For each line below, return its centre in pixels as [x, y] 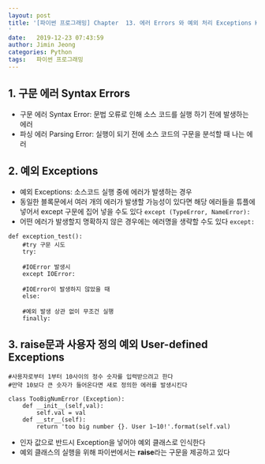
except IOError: [49, 273]
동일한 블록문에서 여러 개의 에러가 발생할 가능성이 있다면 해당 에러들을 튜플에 [138, 202]
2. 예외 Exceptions [53, 171]
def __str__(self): [54, 420]
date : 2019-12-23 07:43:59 [56, 38]
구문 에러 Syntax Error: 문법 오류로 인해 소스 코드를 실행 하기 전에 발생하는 [134, 114]
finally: [37, 318]
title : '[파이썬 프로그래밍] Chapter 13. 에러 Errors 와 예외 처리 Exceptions [130, 23]
